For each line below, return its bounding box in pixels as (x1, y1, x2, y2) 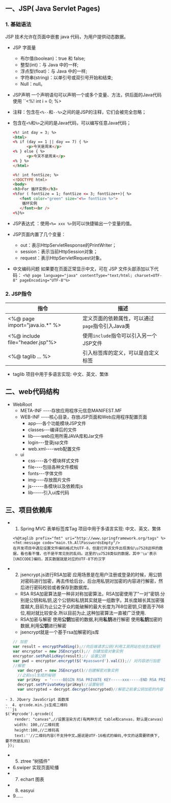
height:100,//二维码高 (14, 728, 60, 733)
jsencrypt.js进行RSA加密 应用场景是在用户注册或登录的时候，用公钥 (20, 572, 162, 578)
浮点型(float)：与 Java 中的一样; (20, 68, 88, 74)
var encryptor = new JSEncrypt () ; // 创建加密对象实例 (12, 649, 123, 654)
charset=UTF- (134, 273, 162, 278)
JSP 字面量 (12, 44, 36, 51)
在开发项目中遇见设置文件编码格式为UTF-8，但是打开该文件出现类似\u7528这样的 (12, 546, 159, 551)
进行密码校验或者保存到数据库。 (24, 584, 92, 591)
